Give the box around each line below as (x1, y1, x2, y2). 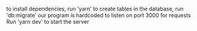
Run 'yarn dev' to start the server (6, 18, 89, 25)
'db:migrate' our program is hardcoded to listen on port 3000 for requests (6, 12, 192, 19)
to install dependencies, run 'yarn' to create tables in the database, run (6, 5, 184, 12)
